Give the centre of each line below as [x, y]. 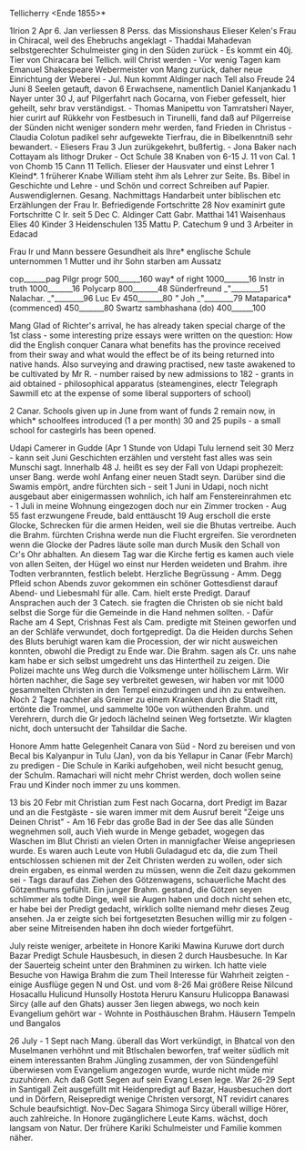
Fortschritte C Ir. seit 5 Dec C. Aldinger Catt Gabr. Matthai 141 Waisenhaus [147, 214]
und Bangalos [35, 1023]
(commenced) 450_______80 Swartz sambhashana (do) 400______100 [138, 308]
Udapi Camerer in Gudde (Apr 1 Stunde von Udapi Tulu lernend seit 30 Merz [152, 448]
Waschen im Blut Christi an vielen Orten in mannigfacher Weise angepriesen [152, 841]
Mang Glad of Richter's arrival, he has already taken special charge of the [147, 326]
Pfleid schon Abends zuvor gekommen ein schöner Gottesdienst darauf [144, 583]
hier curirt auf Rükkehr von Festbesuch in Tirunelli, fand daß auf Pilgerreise [150, 118]
